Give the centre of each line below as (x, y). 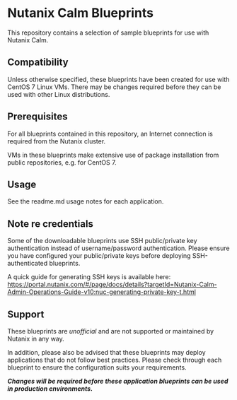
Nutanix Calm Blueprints (81, 13)
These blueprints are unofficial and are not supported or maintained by (111, 331)
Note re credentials (51, 224)
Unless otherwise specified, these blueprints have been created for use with (118, 79)
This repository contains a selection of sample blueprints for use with (108, 33)
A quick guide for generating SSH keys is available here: (89, 277)
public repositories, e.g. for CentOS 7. (62, 162)
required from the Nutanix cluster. (57, 141)
